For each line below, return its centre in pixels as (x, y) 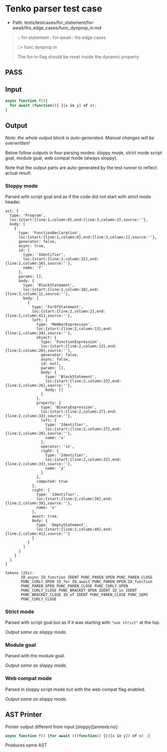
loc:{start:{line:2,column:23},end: (83, 381)
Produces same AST (26, 745)
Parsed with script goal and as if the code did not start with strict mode (78, 196)
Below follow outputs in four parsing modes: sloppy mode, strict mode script (84, 152)
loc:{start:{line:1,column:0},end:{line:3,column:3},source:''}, (79, 220)
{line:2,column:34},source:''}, (39, 333)
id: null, (51, 364)
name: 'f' (33, 268)
